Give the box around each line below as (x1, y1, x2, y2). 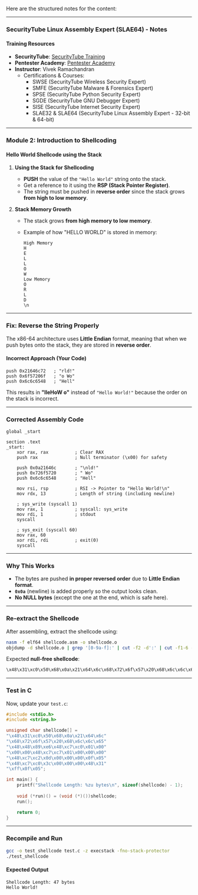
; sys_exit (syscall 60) (16, 527, 78, 533)
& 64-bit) (32, 116, 55, 123)
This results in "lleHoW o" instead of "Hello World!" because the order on (6, 389, 187, 396)
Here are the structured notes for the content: (6, 5, 117, 12)
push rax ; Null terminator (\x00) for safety (16, 455, 167, 461)
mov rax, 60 (16, 532, 46, 538)
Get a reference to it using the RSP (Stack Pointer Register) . (23, 182, 170, 189)
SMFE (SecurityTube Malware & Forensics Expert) (32, 85, 154, 92)
